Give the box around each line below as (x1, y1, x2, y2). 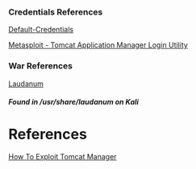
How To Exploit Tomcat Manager (8, 152, 117, 162)
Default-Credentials (8, 25, 74, 35)
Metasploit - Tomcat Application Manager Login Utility (8, 40, 188, 50)
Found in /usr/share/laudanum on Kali (8, 97, 140, 107)
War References (8, 60, 73, 72)
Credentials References (8, 6, 103, 18)
